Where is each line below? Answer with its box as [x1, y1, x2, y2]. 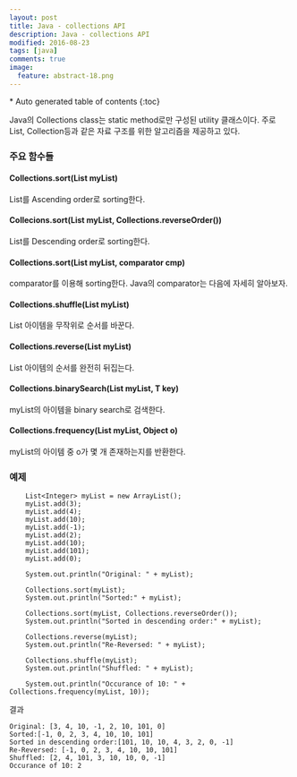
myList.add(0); [25, 554, 82, 564]
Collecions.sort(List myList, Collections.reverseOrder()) [9, 215, 222, 226]
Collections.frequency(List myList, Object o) [9, 425, 178, 436]
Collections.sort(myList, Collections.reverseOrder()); [25, 610, 239, 619]
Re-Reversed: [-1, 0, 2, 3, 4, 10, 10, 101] [9, 746, 178, 755]
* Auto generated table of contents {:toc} [9, 96, 161, 107]
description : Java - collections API [9, 30, 150, 38]
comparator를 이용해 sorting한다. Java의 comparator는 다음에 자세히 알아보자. [9, 278, 288, 289]
